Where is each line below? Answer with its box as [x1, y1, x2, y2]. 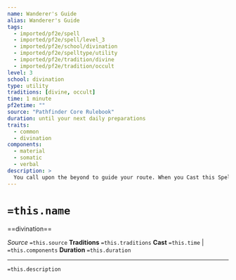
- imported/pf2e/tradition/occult [13, 63, 114, 70]
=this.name [7, 204, 71, 217]
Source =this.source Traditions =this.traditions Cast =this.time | [7, 238, 204, 247]
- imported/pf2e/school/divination [13, 43, 118, 50]
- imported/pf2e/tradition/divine [13, 56, 114, 63]
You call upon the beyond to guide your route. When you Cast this [13, 174, 216, 181]
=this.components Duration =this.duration [7, 246, 131, 254]
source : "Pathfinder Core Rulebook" [7, 108, 114, 115]
